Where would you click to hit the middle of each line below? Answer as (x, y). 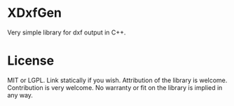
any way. (20, 95)
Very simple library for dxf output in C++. (67, 32)
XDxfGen (34, 13)
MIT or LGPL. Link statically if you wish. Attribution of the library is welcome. (117, 80)
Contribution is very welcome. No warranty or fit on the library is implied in (115, 87)
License (31, 61)
